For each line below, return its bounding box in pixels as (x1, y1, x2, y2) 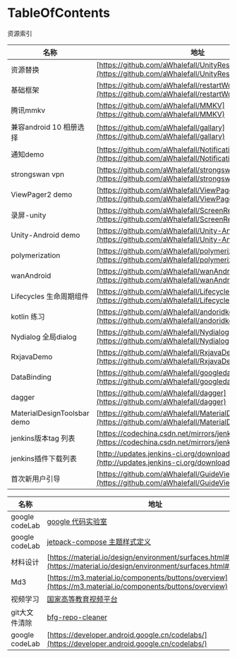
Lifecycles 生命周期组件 (11, 291, 90, 301)
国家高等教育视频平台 (47, 594, 118, 604)
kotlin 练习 (11, 312, 45, 322)
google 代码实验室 (47, 516, 108, 526)
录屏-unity (11, 210, 47, 220)
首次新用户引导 (11, 474, 61, 484)
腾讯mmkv (11, 105, 46, 115)
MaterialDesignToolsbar (11, 408, 90, 418)
